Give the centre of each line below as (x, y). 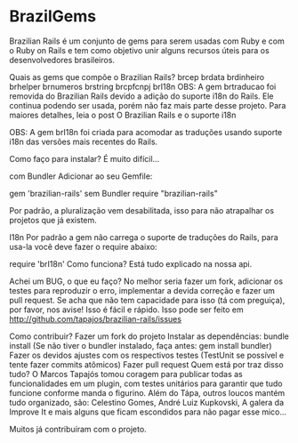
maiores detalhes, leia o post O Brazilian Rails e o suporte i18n (123, 115)
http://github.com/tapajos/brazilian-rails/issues (96, 318)
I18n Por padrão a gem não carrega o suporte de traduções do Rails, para (144, 237)
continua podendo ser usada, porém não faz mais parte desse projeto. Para (148, 105)
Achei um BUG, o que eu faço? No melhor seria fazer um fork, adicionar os (146, 281)
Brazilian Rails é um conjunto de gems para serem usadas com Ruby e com (147, 41)
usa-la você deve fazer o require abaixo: (83, 246)
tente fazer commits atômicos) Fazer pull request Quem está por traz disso (146, 364)
